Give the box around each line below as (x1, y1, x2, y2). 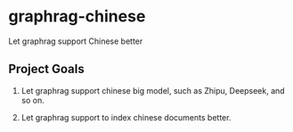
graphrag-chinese (8, 6, 146, 27)
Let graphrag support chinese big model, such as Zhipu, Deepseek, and (20, 85, 286, 95)
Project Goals (8, 62, 85, 77)
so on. (20, 95, 45, 105)
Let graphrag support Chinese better (8, 36, 143, 46)
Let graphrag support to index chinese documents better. (20, 111, 232, 122)
